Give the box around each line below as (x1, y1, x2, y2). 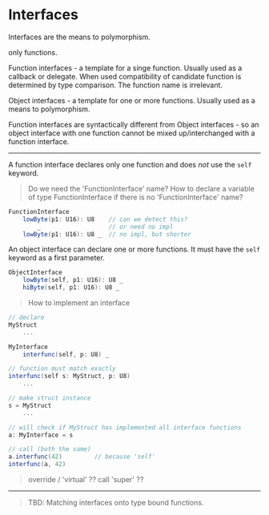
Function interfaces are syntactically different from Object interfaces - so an (8, 119, 259, 129)
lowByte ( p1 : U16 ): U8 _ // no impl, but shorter (22, 230, 192, 238)
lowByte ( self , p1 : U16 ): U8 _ (22, 276, 124, 284)
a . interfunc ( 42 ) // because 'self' (8, 453, 156, 461)
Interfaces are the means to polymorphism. (8, 32, 151, 42)
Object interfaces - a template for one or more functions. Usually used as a (8, 95, 256, 105)
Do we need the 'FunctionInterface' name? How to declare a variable (27, 183, 255, 193)
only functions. (8, 47, 58, 57)
